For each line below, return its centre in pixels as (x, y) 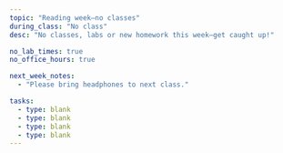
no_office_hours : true (52, 60)
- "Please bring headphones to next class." (103, 85)
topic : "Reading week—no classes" (75, 18)
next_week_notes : (42, 76)
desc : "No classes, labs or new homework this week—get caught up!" (142, 35)
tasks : (22, 101)
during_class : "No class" (58, 26)
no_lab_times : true (46, 51)
